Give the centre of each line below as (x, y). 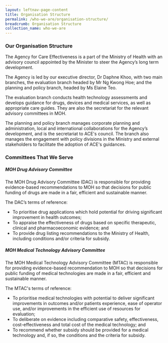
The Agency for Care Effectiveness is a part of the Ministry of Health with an (84, 57)
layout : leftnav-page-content (37, 10)
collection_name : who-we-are (35, 29)
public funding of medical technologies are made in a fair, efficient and (78, 273)
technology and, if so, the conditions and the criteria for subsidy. (79, 335)
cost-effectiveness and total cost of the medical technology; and (79, 325)
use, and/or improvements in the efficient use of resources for (76, 309)
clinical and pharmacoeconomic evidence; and (60, 228)
